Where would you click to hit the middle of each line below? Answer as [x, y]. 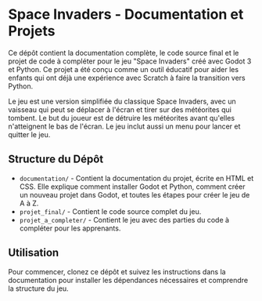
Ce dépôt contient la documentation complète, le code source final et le [124, 53]
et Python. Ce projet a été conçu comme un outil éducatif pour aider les [124, 69]
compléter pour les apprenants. [70, 228]
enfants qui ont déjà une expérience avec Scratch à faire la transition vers [127, 78]
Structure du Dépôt [56, 160]
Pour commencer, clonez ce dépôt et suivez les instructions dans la [117, 271]
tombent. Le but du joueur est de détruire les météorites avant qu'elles [122, 118]
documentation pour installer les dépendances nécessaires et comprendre [128, 280]
